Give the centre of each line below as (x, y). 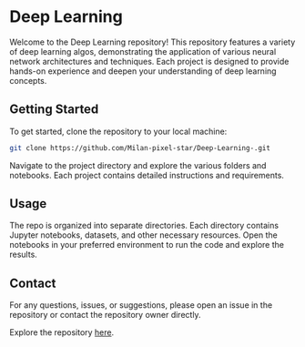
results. (24, 255)
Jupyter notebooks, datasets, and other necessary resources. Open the (143, 235)
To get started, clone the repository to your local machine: (118, 131)
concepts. (28, 80)
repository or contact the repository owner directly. (106, 315)
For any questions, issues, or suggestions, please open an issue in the (141, 305)
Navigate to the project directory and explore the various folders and (138, 165)
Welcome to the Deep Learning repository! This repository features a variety (152, 42)
